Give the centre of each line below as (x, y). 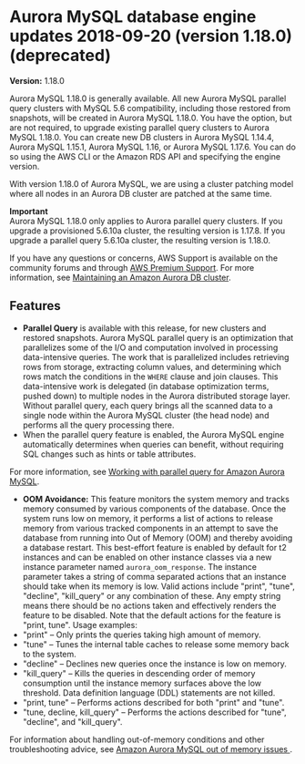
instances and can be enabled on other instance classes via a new (147, 557)
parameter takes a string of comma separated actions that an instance (154, 576)
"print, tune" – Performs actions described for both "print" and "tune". (153, 702)
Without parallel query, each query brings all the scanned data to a (147, 405)
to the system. (50, 654)
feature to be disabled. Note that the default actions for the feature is (152, 615)
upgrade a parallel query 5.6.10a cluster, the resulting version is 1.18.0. (140, 240)
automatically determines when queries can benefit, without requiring (153, 444)
